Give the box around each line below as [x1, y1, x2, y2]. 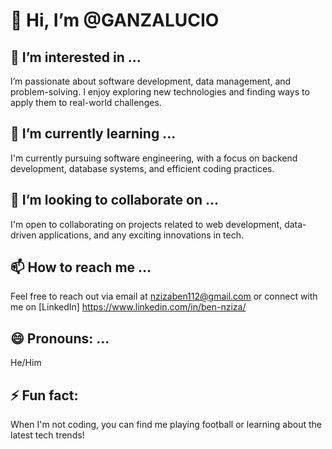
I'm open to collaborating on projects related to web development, [10, 218, 283, 230]
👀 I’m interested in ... [10, 49, 142, 66]
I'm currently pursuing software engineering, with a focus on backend [10, 152, 298, 164]
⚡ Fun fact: [10, 387, 79, 404]
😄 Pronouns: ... [10, 330, 110, 347]
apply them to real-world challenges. [10, 97, 162, 108]
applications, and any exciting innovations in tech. [38, 229, 245, 241]
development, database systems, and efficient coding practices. [10, 162, 275, 174]
